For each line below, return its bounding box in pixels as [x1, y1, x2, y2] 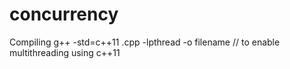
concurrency [9, 3, 119, 26]
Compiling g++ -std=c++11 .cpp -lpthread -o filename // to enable [9, 36, 281, 48]
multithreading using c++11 [9, 46, 121, 58]
